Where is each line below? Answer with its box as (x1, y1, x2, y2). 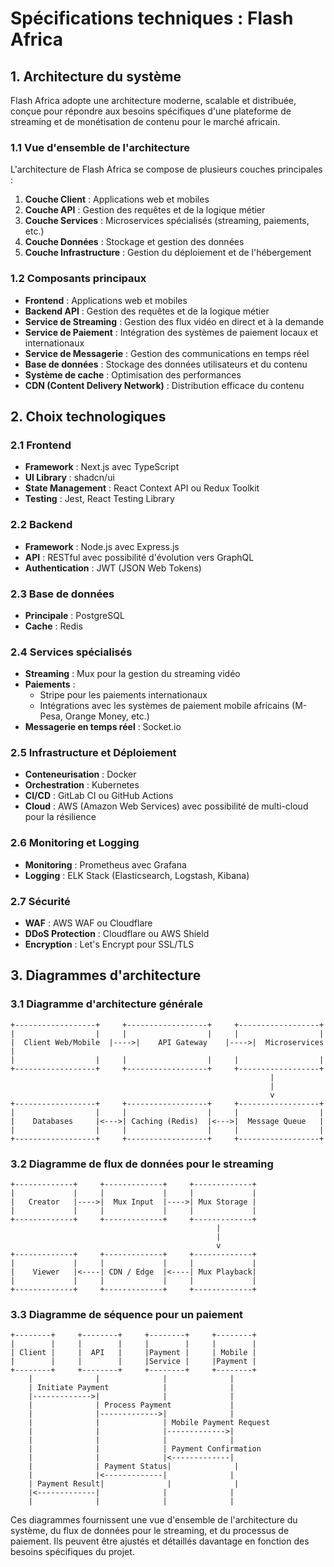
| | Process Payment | (28, 1400, 235, 1411)
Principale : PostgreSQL (24, 609, 125, 621)
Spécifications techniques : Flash (10, 7, 294, 30)
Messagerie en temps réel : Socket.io (24, 721, 182, 733)
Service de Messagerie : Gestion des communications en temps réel (24, 347, 310, 359)
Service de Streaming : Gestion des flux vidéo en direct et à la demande (24, 315, 325, 327)
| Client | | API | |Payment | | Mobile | (10, 1348, 257, 1358)
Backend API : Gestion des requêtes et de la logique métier (24, 305, 270, 317)
